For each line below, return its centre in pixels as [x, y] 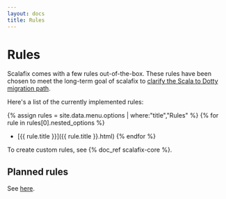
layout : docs [26, 14]
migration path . [29, 88]
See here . [21, 189]
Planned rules [38, 172]
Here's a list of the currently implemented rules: [75, 102]
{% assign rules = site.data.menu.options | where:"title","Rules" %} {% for [113, 116]
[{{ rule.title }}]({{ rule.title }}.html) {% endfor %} [87, 136]
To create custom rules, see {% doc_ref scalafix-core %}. [90, 150]
